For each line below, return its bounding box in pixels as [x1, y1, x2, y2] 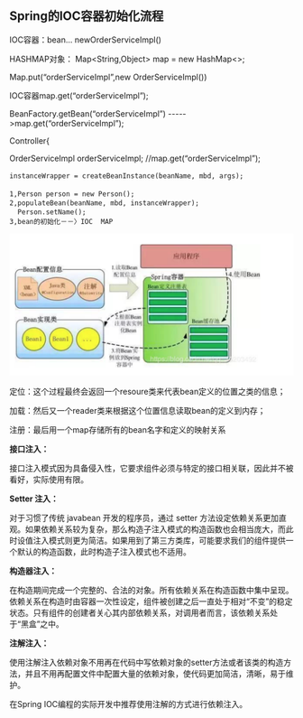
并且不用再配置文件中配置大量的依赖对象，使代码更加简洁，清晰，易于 [24, 667, 286, 679]
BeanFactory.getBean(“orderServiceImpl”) [9, 107, 167, 119]
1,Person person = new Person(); [9, 189, 135, 199]
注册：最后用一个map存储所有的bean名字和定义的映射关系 [9, 424, 226, 435]
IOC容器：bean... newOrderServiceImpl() [9, 34, 162, 45]
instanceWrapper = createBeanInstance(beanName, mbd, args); [9, 171, 244, 181]
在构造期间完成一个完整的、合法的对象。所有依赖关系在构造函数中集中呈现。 [9, 584, 294, 595]
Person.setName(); [17, 207, 87, 217]
